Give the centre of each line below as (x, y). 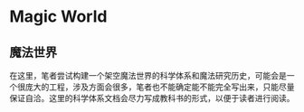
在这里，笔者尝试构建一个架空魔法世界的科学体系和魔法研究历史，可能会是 (148, 75)
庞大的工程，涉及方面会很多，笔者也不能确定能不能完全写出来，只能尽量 (160, 87)
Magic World (58, 17)
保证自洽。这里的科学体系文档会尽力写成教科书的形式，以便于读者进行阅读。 (152, 98)
